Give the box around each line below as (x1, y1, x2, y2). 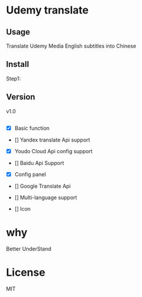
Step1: (6, 75, 21, 82)
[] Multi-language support (14, 194, 77, 201)
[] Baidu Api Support (14, 160, 65, 167)
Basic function (14, 124, 50, 132)
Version (6, 92, 35, 102)
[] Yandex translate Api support (14, 136, 90, 144)
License (6, 266, 46, 279)
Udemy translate (6, 4, 89, 17)
